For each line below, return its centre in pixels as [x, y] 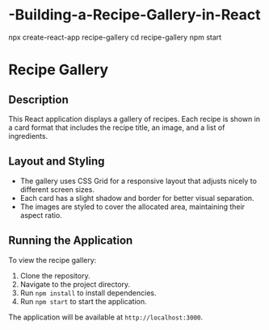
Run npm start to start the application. [83, 301]
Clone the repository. [55, 275]
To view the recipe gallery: [53, 260]
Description [38, 100]
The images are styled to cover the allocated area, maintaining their [132, 207]
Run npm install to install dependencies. [88, 293]
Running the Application [71, 241]
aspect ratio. [41, 215]
